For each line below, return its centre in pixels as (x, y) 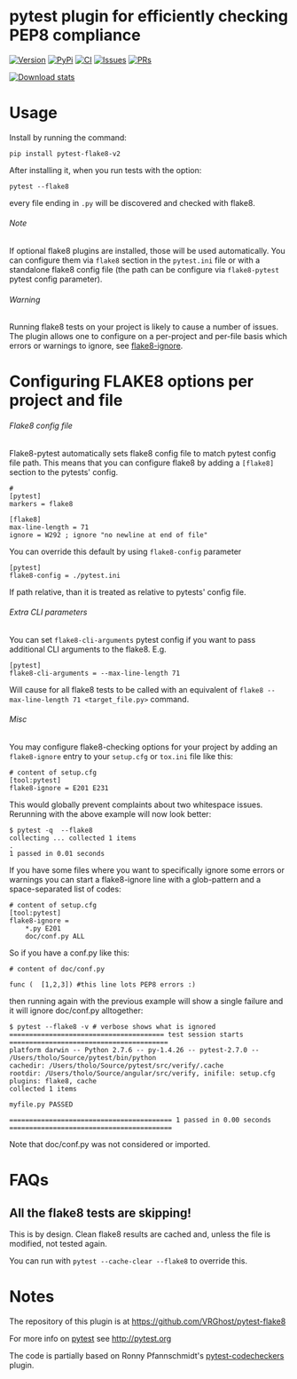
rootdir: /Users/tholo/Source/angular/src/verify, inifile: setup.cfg (142, 1074)
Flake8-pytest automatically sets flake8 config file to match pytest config (143, 453)
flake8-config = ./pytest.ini (65, 575)
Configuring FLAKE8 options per (132, 381)
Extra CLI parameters (48, 612)
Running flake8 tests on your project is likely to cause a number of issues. (144, 327)
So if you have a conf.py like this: (70, 953)
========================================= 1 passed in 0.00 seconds (141, 1121)
